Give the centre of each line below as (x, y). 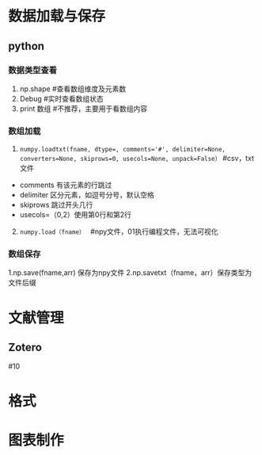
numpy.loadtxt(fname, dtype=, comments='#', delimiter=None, (123, 150)
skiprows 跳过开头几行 (56, 205)
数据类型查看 (33, 70)
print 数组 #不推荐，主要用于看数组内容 (84, 109)
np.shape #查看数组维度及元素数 (73, 89)
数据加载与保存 (57, 16)
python (27, 46)
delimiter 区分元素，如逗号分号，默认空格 (87, 195)
